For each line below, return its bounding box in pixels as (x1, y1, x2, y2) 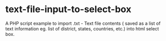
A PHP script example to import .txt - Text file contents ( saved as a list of (5, 20, 161, 26)
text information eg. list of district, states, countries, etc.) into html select (5, 25, 159, 31)
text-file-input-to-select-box (5, 4, 132, 15)
